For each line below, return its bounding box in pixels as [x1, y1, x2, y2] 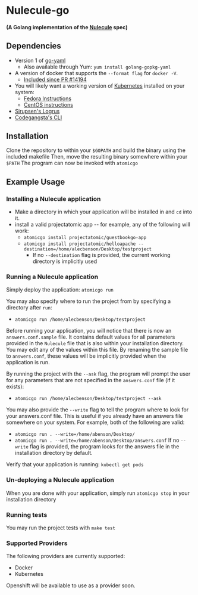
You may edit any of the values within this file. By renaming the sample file [6, 346, 188, 354]
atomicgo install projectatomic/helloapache [23, 241, 136, 247]
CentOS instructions [23, 101, 73, 108]
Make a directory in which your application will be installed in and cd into [14, 208, 192, 215]
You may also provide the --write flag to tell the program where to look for [6, 406, 189, 413]
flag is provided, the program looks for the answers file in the [29, 443, 180, 450]
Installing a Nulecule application [6, 194, 101, 203]
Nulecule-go [6, 4, 70, 17]
